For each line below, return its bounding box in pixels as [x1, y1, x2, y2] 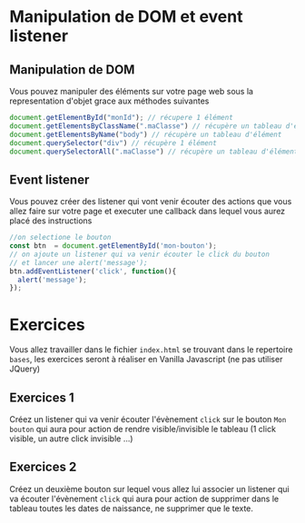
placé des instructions [9, 215, 93, 226]
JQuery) [9, 363, 41, 374]
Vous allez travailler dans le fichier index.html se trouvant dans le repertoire [9, 344, 293, 355]
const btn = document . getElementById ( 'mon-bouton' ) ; [9, 242, 218, 251]
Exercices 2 [9, 459, 77, 475]
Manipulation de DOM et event [9, 6, 243, 27]
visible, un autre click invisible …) [9, 433, 133, 444]
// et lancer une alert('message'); [9, 258, 148, 267]
